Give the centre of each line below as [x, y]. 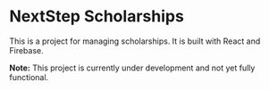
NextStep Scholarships [97, 16]
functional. [29, 77]
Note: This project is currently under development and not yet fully [132, 68]
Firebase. [27, 50]
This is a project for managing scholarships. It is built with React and [135, 41]
